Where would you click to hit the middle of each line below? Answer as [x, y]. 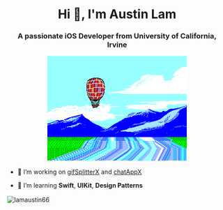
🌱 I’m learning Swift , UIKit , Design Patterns [80, 186]
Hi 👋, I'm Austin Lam [117, 14]
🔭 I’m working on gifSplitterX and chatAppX [79, 172]
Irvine [117, 45]
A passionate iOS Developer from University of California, [117, 36]
